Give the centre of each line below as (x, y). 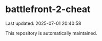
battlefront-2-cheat (48, 9)
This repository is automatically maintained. (51, 33)
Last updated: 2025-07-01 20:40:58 (43, 23)
